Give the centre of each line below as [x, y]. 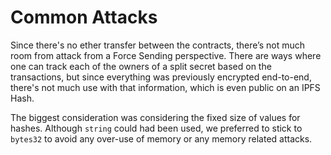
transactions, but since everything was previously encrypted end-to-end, [161, 77]
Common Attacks [84, 17]
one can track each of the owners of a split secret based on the [141, 66]
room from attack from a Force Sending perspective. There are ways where [166, 55]
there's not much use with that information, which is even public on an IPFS [165, 87]
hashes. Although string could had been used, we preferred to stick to [156, 128]
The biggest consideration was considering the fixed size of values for [155, 117]
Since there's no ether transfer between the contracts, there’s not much [157, 45]
